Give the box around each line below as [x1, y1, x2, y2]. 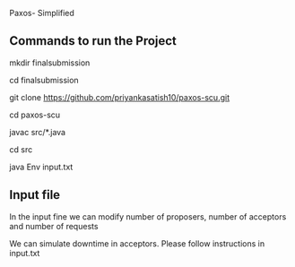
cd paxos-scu [9, 109, 61, 120]
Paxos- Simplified [9, 8, 74, 18]
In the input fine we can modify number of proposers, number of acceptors [9, 211, 287, 222]
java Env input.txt [9, 161, 74, 172]
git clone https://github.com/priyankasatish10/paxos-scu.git [9, 91, 230, 102]
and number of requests [9, 220, 99, 231]
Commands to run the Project [9, 33, 178, 48]
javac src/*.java [9, 126, 65, 137]
